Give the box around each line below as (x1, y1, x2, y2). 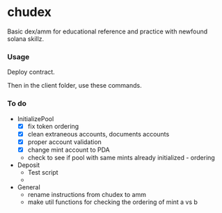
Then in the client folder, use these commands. (7, 81, 142, 90)
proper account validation (27, 137, 102, 146)
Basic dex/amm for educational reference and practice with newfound (7, 27, 208, 35)
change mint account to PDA (27, 145, 110, 154)
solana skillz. (7, 34, 45, 42)
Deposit (17, 161, 40, 169)
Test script (27, 168, 58, 176)
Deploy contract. (7, 68, 56, 77)
